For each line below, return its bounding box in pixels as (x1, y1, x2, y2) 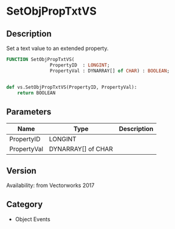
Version (6, 166, 36, 176)
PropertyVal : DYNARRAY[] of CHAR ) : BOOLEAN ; (49, 68, 170, 74)
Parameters (6, 107, 52, 117)
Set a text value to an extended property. (6, 44, 109, 52)
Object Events (15, 215, 50, 223)
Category (6, 199, 43, 210)
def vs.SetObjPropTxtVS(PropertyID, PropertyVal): (6, 84, 137, 90)
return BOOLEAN (17, 90, 56, 96)
